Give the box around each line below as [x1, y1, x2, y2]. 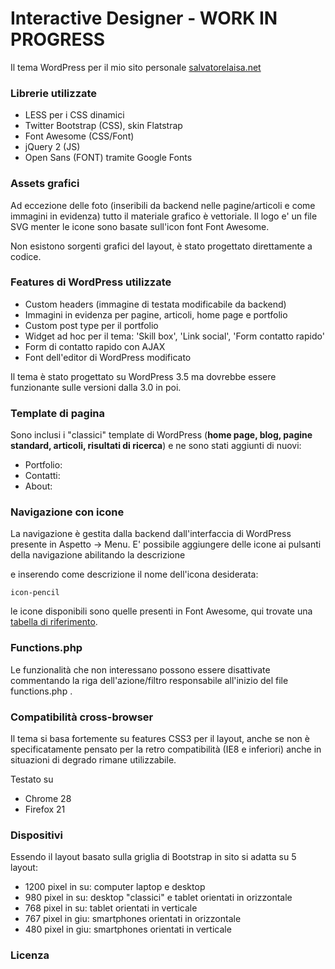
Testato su [10, 773, 54, 786]
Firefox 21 [24, 803, 66, 816]
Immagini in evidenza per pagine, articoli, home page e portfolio [24, 308, 288, 321]
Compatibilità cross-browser [10, 710, 154, 724]
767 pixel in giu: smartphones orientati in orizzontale [24, 913, 242, 925]
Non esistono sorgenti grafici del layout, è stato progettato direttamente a [10, 240, 313, 252]
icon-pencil [10, 588, 60, 598]
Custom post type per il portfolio [24, 319, 159, 331]
